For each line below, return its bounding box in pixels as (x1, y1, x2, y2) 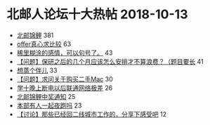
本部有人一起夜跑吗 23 (16, 101, 82, 110)
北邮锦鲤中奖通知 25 (16, 92, 76, 100)
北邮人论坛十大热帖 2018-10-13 (6, 6, 188, 22)
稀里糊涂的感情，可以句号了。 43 (16, 48, 113, 57)
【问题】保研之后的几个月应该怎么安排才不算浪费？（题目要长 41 (16, 57, 204, 65)
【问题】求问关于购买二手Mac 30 (16, 74, 113, 83)
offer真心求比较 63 (16, 39, 72, 48)
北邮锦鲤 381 (16, 31, 54, 39)
